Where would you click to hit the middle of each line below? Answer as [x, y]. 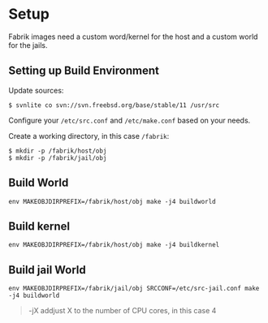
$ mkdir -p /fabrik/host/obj [58, 151]
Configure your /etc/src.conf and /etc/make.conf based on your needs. [130, 120]
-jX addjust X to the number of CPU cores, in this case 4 [122, 311]
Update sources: [36, 90]
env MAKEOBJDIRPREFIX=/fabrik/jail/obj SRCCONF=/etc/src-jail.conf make [134, 289]
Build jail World [48, 270]
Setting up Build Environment [84, 71]
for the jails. [28, 45]
